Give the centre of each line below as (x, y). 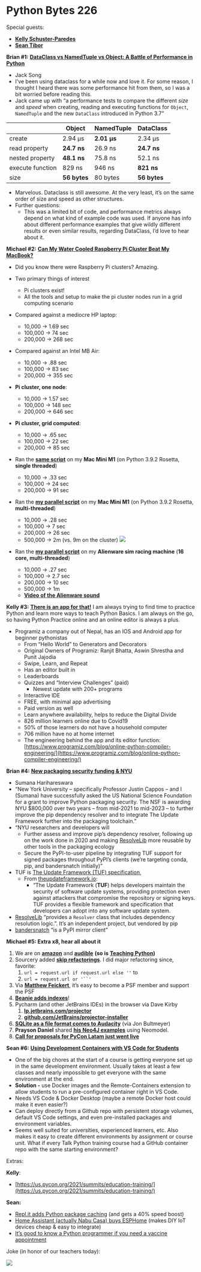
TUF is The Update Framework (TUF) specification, (78, 872)
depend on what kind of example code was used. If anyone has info (108, 218)
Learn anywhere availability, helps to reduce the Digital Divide (100, 714)
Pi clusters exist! (44, 290)
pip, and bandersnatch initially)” (63, 865)
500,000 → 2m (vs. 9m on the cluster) (71, 540)
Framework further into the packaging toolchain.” (76, 821)
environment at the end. (44, 1079)
